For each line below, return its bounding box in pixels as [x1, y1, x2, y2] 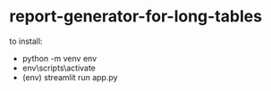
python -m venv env [21, 53, 97, 63]
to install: [9, 36, 43, 46]
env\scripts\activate [21, 62, 97, 73]
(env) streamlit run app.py [21, 71, 118, 82]
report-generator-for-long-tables [9, 6, 262, 27]
